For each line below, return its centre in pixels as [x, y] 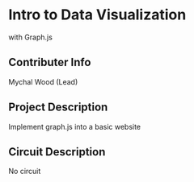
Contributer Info [50, 62]
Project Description [58, 108]
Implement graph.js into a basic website [75, 126]
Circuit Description [57, 152]
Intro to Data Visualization [97, 15]
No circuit [25, 172]
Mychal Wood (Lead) [43, 81]
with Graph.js [30, 37]
